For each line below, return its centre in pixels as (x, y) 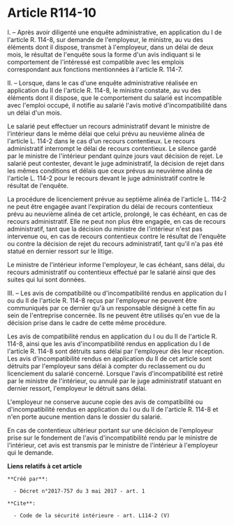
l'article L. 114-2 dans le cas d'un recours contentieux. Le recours (101, 141)
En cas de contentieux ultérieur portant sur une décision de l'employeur (110, 430)
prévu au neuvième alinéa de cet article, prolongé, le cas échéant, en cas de (117, 214)
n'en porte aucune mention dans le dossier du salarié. (85, 417)
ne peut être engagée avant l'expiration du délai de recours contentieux (110, 206)
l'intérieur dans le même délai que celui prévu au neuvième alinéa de (106, 134)
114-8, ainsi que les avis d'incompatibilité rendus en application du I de (109, 343)
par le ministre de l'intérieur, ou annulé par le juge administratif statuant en (115, 381)
